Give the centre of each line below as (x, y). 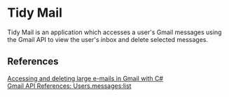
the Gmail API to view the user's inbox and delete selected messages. (108, 39)
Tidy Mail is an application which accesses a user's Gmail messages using (114, 32)
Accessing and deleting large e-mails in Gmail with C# (85, 78)
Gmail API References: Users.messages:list (69, 86)
